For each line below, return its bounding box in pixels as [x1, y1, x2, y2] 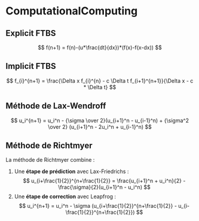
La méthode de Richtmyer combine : [5, 156, 95, 164]
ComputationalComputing [5, 4, 138, 18]
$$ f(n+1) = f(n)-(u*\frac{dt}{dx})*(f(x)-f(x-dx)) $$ [38, 44, 162, 51]
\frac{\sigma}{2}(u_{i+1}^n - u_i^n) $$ [58, 184, 151, 191]
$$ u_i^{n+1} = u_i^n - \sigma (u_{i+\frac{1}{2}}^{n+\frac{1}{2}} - [19, 202, 177, 210]
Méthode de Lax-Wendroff [5, 101, 106, 111]
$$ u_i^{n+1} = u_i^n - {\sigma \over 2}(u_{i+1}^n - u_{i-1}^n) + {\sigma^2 [10, 117, 189, 124]
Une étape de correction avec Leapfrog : [14, 193, 117, 200]
